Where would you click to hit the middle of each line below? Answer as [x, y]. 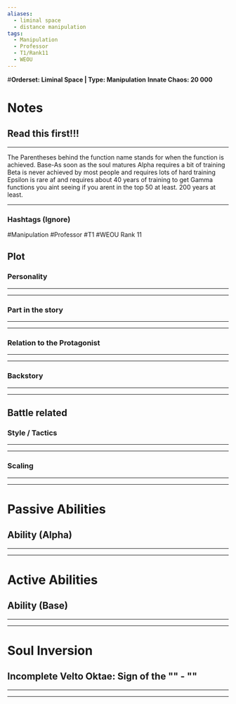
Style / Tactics [32, 433]
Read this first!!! [43, 134]
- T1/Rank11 [31, 53]
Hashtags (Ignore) [39, 219]
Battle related [38, 413]
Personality [27, 277]
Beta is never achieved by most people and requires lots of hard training [112, 172]
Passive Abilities [57, 509]
